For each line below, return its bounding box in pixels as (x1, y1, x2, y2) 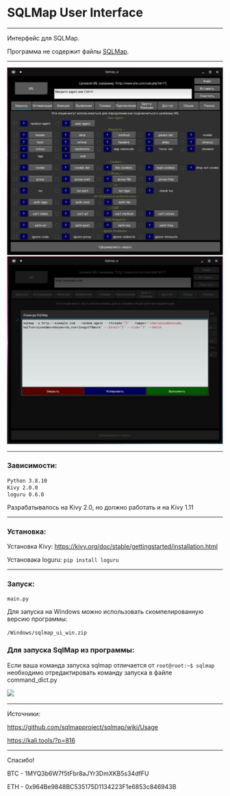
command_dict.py (7, 675, 57, 684)
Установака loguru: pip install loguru (7, 556, 119, 564)
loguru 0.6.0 (7, 491, 44, 498)
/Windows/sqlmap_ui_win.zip (7, 630, 88, 637)
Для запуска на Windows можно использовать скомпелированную (7, 608, 204, 616)
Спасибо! (7, 755, 35, 764)
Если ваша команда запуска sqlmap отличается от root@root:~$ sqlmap (7, 661, 215, 669)
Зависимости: (7, 461, 57, 470)
